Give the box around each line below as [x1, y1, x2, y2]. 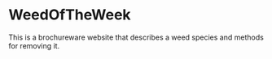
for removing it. [8, 40, 60, 50]
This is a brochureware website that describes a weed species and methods [8, 32, 265, 42]
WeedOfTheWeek [8, 6, 132, 24]
